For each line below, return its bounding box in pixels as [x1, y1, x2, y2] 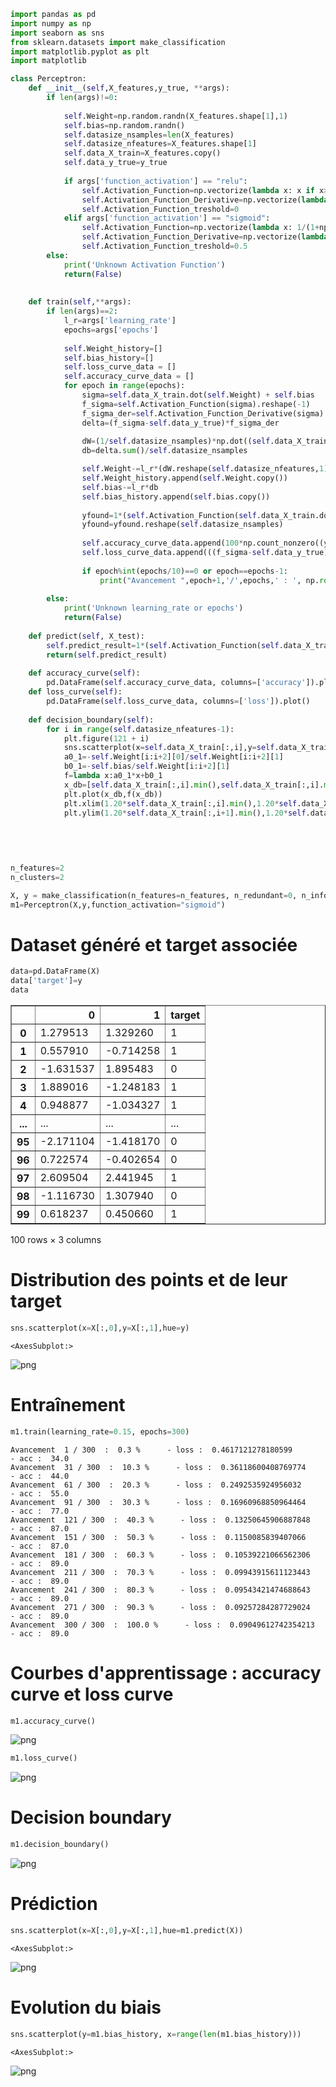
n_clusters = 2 [10, 872, 65, 882]
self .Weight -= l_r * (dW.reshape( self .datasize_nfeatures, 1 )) [81, 464, 333, 474]
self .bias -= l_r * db [81, 482, 159, 492]
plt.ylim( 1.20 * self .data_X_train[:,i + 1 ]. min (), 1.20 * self [63, 808, 307, 818]
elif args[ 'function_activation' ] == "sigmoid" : [63, 213, 271, 224]
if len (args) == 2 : [46, 306, 118, 317]
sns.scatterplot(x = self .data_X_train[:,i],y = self [63, 743, 275, 753]
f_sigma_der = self [81, 408, 155, 419]
